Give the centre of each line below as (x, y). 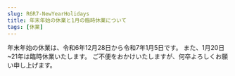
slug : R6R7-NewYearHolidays (49, 14)
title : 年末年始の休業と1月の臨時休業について (67, 20)
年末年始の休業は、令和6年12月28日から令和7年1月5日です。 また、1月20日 (116, 48)
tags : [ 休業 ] (25, 27)
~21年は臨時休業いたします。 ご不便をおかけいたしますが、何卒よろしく (112, 56)
